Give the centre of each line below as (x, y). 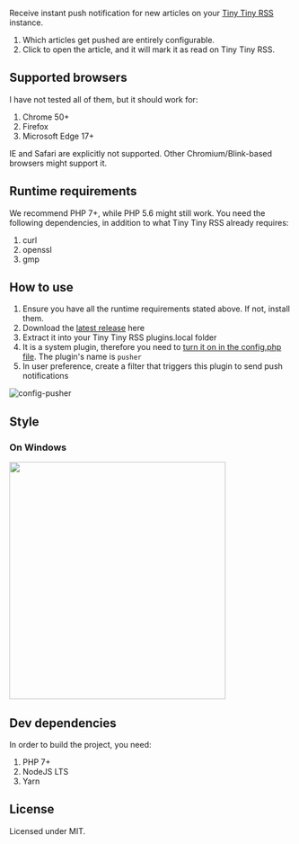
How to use (41, 287)
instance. (26, 22)
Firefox (35, 126)
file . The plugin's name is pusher (82, 357)
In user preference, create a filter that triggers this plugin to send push (152, 366)
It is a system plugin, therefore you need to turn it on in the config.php (152, 347)
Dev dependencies (63, 723)
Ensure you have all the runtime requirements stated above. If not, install (156, 309)
